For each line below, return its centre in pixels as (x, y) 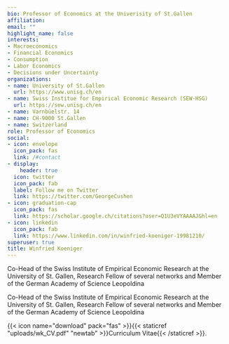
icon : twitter (34, 177)
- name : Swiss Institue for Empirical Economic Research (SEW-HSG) (108, 99)
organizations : (29, 79)
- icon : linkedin (33, 223)
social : (19, 138)
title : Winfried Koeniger (45, 249)
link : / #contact (37, 158)
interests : (23, 40)
